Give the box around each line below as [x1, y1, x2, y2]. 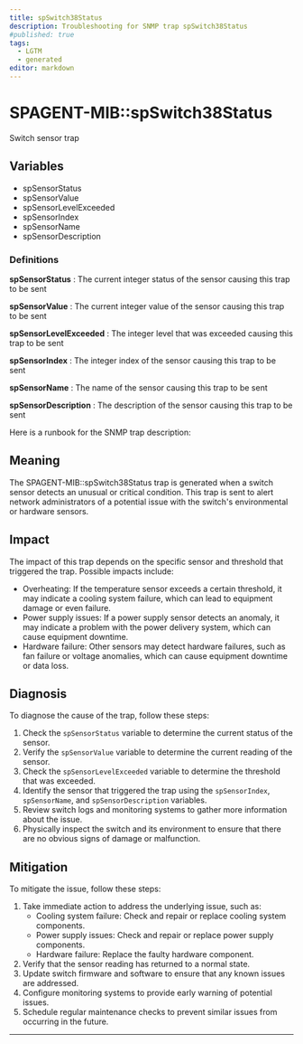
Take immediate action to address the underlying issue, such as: [22, 901, 262, 912]
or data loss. [22, 660, 69, 671]
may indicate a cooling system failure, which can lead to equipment [22, 593, 273, 604]
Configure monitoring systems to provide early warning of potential [22, 987, 273, 999]
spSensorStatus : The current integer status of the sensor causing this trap [9, 273, 290, 285]
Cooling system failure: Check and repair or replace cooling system [35, 910, 287, 922]
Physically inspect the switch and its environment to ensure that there [22, 823, 281, 834]
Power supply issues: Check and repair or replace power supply [35, 930, 274, 941]
